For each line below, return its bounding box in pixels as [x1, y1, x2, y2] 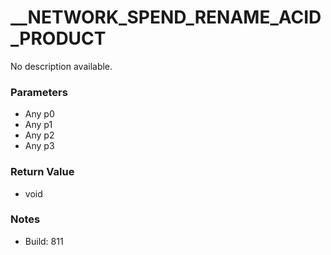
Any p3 [24, 140, 55, 152]
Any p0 [24, 108, 55, 120]
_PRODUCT [10, 27, 107, 50]
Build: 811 [24, 235, 64, 247]
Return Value [10, 165, 75, 179]
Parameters [10, 85, 68, 99]
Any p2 [24, 129, 55, 141]
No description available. [10, 60, 113, 72]
